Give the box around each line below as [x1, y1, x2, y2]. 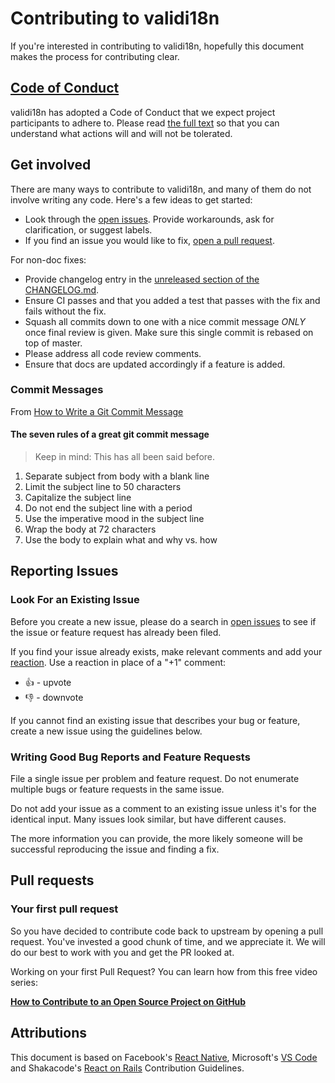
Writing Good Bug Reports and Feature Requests [10, 750, 251, 764]
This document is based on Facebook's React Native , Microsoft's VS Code [10, 1051, 318, 1063]
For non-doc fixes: [10, 253, 87, 266]
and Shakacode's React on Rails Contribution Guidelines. [10, 1062, 245, 1074]
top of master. [24, 337, 83, 349]
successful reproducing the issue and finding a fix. [10, 843, 220, 856]
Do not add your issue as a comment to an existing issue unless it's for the [10, 803, 317, 815]
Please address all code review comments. [24, 347, 202, 359]
